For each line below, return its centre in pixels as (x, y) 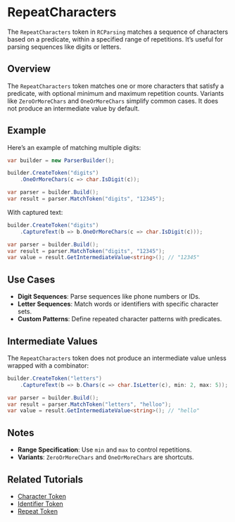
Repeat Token (38, 511)
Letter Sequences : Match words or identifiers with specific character (118, 304)
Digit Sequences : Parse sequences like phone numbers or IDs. (109, 297)
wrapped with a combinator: (48, 365)
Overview (29, 69)
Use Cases (31, 279)
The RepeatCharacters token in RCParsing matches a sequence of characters (118, 32)
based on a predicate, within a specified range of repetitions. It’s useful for (115, 39)
